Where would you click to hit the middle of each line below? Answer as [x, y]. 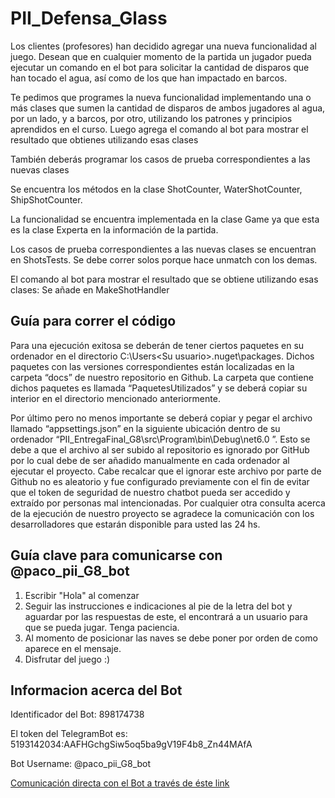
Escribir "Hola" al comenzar [82, 595]
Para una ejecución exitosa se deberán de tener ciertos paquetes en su [157, 345]
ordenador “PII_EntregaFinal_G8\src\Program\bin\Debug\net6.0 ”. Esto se [160, 439]
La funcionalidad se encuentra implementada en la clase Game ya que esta [165, 219]
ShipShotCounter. [46, 199]
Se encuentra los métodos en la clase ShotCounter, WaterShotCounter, [156, 189]
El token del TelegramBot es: [69, 734]
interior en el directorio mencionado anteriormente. [115, 398]
